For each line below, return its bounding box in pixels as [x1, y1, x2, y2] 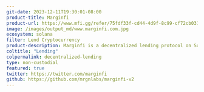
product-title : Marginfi [6, 15, 69, 21]
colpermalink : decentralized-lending [6, 54, 102, 60]
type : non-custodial [6, 59, 59, 65]
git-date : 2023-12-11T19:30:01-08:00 [6, 8, 102, 15]
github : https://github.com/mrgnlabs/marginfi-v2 [6, 76, 135, 82]
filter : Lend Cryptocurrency [6, 37, 80, 43]
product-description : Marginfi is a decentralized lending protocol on [6, 43, 191, 49]
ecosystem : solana [6, 31, 53, 38]
